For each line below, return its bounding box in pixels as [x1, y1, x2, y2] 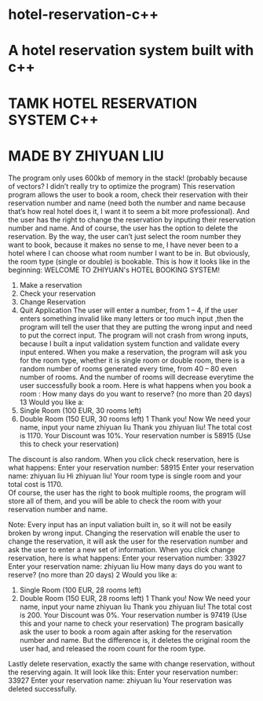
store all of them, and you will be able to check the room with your [8, 496, 222, 505]
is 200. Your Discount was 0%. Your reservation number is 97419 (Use [19, 610, 247, 619]
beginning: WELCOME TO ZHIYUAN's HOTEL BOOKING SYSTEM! [8, 265, 220, 275]
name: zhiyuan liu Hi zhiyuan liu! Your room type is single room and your [8, 470, 242, 481]
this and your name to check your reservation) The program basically [19, 618, 244, 628]
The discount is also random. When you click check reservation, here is [8, 454, 239, 463]
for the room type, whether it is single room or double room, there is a [19, 356, 246, 365]
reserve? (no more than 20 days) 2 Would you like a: [8, 570, 177, 579]
